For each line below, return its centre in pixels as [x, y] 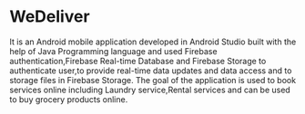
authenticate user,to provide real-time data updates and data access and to [151, 71]
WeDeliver [50, 17]
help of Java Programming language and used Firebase [113, 51]
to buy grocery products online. [69, 99]
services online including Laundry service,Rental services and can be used [150, 90]
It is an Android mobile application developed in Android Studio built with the [153, 42]
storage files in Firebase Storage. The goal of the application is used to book [153, 80]
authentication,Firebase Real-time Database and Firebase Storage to [138, 61]
